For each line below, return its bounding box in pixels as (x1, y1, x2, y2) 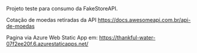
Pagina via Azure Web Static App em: (6, 34, 98, 41)
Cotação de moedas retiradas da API (6, 16, 97, 23)
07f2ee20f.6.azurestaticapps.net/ (6, 41, 88, 47)
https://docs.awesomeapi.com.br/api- (97, 16, 191, 23)
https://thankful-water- (99, 34, 156, 41)
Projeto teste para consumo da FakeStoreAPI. (6, 5, 118, 12)
